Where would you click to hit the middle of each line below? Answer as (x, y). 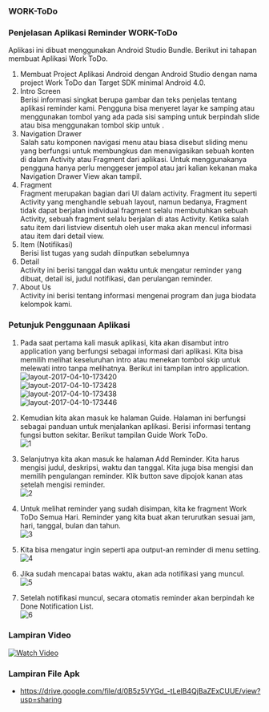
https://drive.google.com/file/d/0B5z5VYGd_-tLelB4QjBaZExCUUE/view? (140, 691)
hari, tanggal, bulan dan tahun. (70, 525)
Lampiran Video (40, 635)
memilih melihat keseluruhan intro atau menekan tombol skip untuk (130, 359)
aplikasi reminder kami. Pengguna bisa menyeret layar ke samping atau (137, 108)
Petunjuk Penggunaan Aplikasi (69, 325)
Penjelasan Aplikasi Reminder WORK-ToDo (93, 32)
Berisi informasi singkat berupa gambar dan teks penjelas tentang (128, 100)
